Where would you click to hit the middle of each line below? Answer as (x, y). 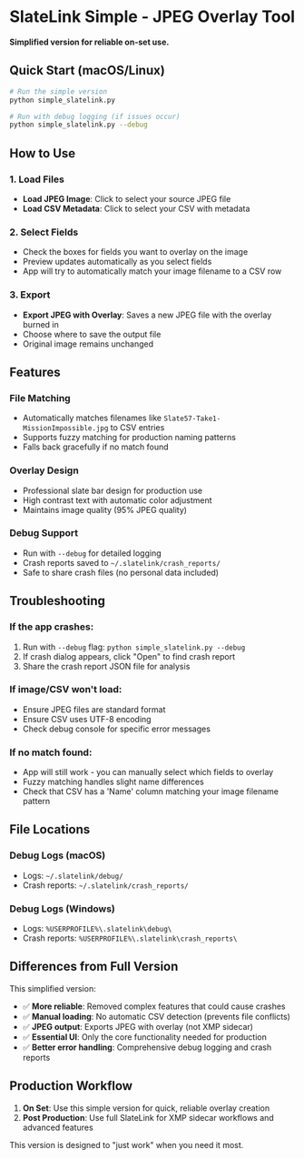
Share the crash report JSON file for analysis (106, 666)
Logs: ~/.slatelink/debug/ (73, 875)
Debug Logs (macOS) (58, 855)
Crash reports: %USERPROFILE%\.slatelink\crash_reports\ (130, 938)
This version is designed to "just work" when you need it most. (127, 1144)
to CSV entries (137, 428)
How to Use (43, 153)
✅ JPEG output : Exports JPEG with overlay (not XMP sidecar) (138, 1026)
